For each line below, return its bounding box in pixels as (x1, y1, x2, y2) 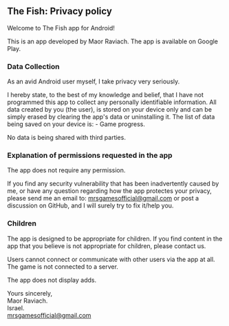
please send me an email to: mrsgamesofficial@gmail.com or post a (7, 194, 199, 203)
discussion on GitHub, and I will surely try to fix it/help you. (7, 201, 174, 210)
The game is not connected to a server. (7, 262, 119, 271)
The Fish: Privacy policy (7, 6, 112, 17)
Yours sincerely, (7, 289, 53, 297)
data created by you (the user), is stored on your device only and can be (7, 105, 212, 114)
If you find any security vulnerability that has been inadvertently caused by (7, 179, 219, 188)
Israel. (7, 303, 25, 312)
